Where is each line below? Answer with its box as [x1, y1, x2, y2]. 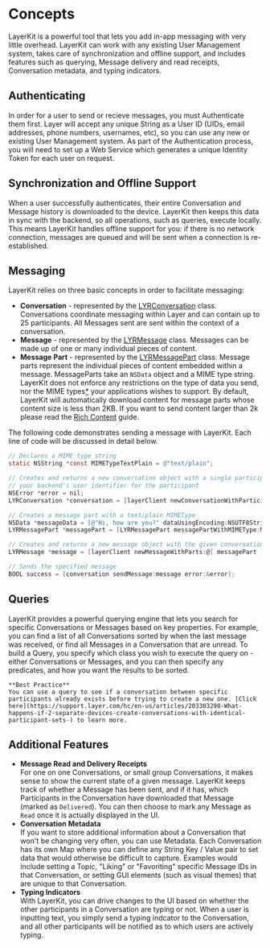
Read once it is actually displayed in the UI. [19, 810, 161, 820]
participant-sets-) [8, 716, 74, 724]
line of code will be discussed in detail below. [8, 437, 158, 446]
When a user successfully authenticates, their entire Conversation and [8, 198, 241, 208]
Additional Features [8, 738, 109, 751]
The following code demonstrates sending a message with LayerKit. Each [8, 428, 252, 437]
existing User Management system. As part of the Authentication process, [8, 136, 254, 146]
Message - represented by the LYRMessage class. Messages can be [19, 335, 249, 345]
